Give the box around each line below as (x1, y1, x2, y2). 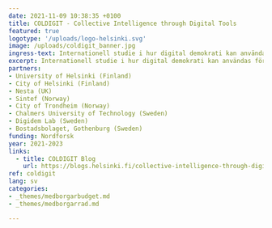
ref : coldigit (8, 170, 57, 178)
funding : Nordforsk (8, 132, 74, 140)
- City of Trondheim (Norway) (8, 102, 111, 110)
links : (8, 147, 31, 155)
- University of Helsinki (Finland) (8, 72, 132, 80)
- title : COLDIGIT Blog (15, 154, 96, 163)
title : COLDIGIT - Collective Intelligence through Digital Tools (8, 19, 237, 27)
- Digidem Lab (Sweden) (8, 117, 89, 125)
